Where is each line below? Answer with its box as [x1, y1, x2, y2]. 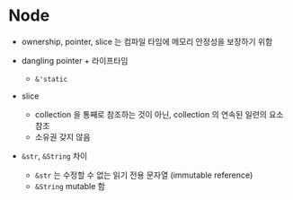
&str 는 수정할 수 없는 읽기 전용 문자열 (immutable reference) [34, 170, 253, 180]
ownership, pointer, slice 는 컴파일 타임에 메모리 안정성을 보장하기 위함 [21, 36, 273, 47]
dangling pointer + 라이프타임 [21, 55, 129, 65]
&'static [34, 74, 68, 83]
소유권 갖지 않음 [34, 131, 91, 142]
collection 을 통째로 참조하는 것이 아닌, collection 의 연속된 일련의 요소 [34, 109, 284, 119]
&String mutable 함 [34, 180, 105, 191]
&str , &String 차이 [21, 150, 88, 161]
